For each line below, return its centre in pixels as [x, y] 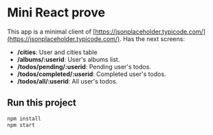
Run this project [42, 103]
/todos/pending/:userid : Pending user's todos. [84, 66]
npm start [21, 125]
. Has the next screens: [152, 38]
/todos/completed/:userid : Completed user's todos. [91, 74]
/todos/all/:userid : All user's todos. [67, 81]
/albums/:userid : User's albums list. [68, 59]
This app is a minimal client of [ [51, 32]
